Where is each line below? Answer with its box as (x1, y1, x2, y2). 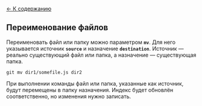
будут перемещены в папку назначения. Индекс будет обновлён (6, 86, 174, 93)
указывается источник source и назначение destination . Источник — (6, 45, 184, 52)
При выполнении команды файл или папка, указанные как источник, (6, 79, 184, 87)
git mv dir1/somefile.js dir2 (6, 69, 83, 75)
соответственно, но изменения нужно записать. (6, 93, 131, 100)
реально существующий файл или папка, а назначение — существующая (6, 51, 197, 58)
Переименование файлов (6, 22, 109, 33)
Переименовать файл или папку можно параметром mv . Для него (6, 39, 176, 46)
